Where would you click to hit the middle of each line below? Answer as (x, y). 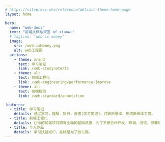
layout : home (18, 14)
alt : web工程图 (28, 50)
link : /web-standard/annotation (51, 96)
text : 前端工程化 (34, 78)
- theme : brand (29, 59)
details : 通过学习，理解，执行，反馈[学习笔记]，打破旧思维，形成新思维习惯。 (84, 114)
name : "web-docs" (27, 27)
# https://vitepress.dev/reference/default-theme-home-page (68, 10)
